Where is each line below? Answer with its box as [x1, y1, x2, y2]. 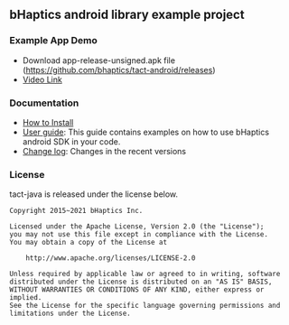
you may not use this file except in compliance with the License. [9, 230, 269, 239]
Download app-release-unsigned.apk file [22, 54, 176, 66]
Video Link [22, 74, 63, 85]
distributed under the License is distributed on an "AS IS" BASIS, [9, 277, 273, 287]
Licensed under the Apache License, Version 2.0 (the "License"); [9, 222, 265, 231]
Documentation [9, 97, 79, 109]
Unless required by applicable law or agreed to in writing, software [9, 270, 281, 279]
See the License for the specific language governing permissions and [9, 302, 281, 311]
